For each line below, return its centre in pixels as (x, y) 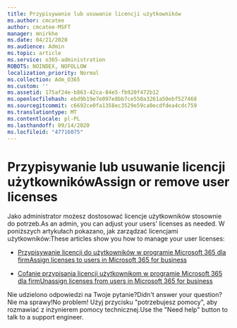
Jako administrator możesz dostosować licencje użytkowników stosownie (115, 217)
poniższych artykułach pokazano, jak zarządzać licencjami (93, 231)
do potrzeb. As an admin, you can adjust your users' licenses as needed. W (116, 224)
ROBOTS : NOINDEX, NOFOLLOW (47, 66)
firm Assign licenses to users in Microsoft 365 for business (102, 260)
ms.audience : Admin (36, 47)
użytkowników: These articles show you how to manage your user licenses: (116, 239)
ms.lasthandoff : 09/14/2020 (49, 125)
